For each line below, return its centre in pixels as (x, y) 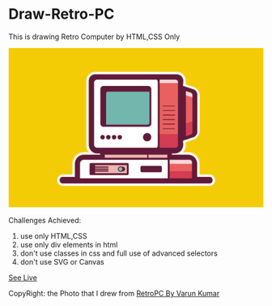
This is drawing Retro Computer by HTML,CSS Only (94, 37)
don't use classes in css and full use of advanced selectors (119, 253)
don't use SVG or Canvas (62, 261)
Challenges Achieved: (45, 220)
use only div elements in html (69, 244)
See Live (23, 278)
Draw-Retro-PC (62, 14)
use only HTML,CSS (53, 235)
